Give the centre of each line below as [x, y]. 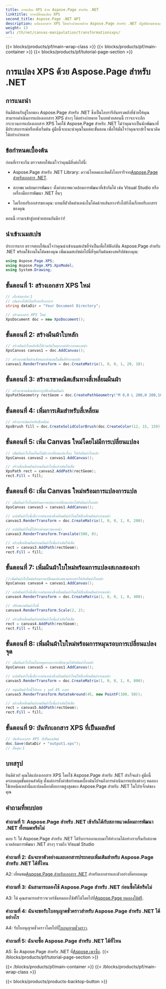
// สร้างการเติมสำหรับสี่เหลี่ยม [27, 422]
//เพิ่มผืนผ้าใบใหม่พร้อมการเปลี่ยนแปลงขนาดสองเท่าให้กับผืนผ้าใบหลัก [54, 579]
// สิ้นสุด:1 [15, 748]
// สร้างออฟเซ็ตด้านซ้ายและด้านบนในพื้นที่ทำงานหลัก [43, 360]
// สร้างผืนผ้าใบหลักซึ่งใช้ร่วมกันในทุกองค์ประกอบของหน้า [47, 346]
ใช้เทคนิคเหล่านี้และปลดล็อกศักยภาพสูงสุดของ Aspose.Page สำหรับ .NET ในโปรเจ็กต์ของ [81, 787]
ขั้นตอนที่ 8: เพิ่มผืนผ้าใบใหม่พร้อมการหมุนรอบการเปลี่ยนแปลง [81, 643]
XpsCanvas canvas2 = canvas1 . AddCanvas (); [50, 458]
